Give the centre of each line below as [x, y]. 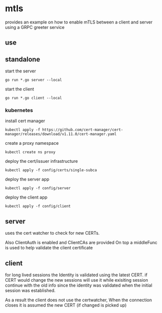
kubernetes [19, 111]
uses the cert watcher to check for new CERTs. [52, 233]
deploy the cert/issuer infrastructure [41, 161]
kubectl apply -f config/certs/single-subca [51, 170]
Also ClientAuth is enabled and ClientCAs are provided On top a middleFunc [81, 243]
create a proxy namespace [32, 143]
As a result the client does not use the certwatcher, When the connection [79, 300]
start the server [20, 71]
